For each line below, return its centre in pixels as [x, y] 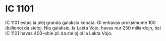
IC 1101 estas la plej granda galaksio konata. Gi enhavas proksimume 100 [80, 22]
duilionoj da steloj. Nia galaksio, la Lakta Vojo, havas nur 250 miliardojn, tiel [83, 27]
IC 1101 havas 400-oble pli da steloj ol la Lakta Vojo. [59, 33]
